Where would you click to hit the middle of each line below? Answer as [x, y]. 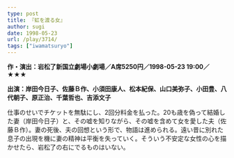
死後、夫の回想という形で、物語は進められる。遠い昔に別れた [135, 130]
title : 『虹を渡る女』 [37, 20]
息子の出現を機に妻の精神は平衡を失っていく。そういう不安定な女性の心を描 [117, 139]
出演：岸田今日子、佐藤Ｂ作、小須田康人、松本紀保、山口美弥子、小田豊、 [114, 89]
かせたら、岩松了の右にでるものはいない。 [68, 147]
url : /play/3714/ [32, 40]
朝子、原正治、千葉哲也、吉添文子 [62, 97]
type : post [23, 14]
